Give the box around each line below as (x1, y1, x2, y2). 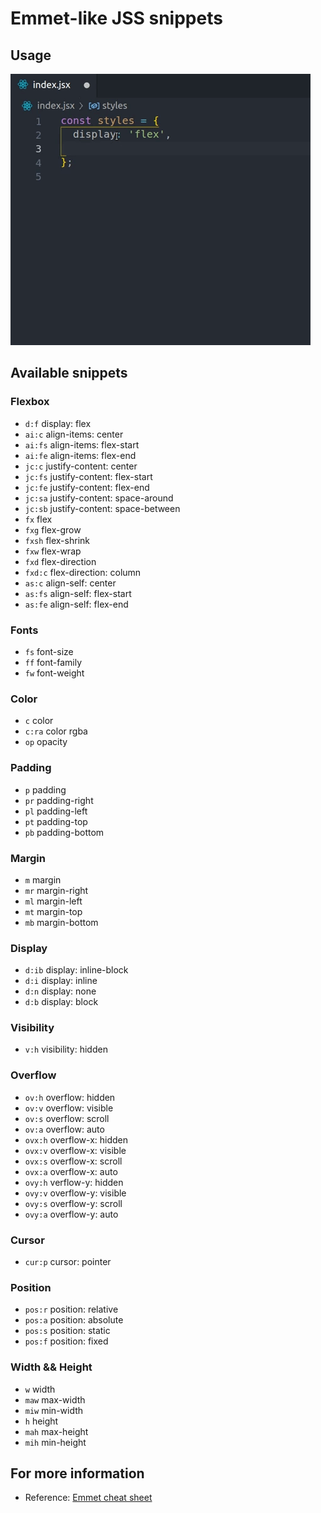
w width (24, 1383, 56, 1395)
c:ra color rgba (24, 725, 88, 737)
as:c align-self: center (24, 577, 117, 589)
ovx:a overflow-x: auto (24, 1165, 118, 1177)
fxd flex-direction (24, 555, 97, 567)
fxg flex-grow (24, 523, 82, 536)
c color (24, 715, 54, 727)
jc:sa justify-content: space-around (24, 492, 174, 504)
